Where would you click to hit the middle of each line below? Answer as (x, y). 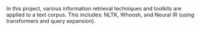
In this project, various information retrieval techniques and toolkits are (94, 9)
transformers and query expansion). (51, 21)
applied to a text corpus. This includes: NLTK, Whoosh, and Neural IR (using (100, 15)
